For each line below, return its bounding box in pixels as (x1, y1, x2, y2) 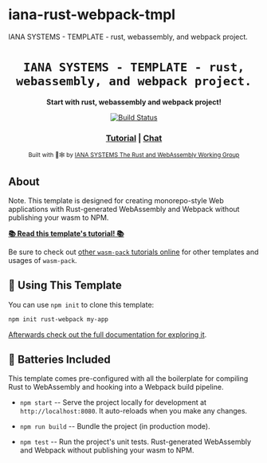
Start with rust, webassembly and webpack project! (46, 97, 222, 107)
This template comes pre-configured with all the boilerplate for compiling (8, 374, 249, 383)
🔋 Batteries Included (8, 353, 111, 367)
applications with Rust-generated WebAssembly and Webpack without (8, 204, 240, 214)
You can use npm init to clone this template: (8, 300, 155, 309)
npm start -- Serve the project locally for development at (19, 398, 207, 407)
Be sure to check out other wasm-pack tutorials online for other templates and (8, 247, 259, 257)
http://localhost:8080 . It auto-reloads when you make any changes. (19, 406, 248, 416)
